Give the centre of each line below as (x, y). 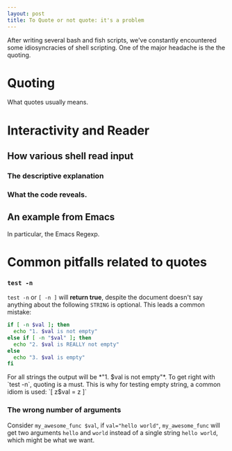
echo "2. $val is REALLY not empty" (66, 344)
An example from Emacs (61, 217)
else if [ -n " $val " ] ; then (49, 338)
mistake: (19, 312)
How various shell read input (71, 156)
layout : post (26, 14)
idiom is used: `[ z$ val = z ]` (47, 392)
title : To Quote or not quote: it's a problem (76, 20)
